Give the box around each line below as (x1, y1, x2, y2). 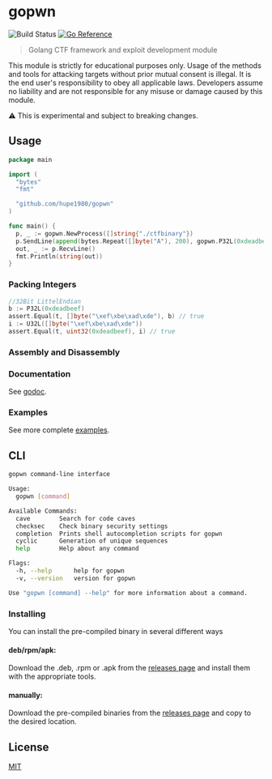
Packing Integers (8, 279, 77, 290)
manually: (8, 690, 43, 700)
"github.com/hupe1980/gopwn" (15, 200, 114, 208)
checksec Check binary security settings (15, 521, 168, 530)
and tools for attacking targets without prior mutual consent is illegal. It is (8, 69, 252, 79)
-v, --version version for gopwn (15, 574, 136, 582)
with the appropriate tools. (8, 671, 96, 682)
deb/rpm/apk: (8, 645, 57, 654)
